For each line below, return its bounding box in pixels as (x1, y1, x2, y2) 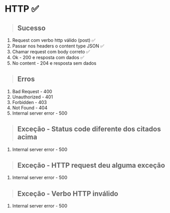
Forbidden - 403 (12, 99, 47, 105)
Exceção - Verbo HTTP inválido (17, 189, 119, 198)
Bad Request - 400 (12, 88, 52, 94)
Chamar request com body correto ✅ (12, 49, 90, 55)
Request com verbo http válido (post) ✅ (12, 37, 96, 43)
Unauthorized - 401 (12, 94, 53, 100)
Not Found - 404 (12, 104, 48, 111)
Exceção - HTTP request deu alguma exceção (17, 161, 165, 170)
